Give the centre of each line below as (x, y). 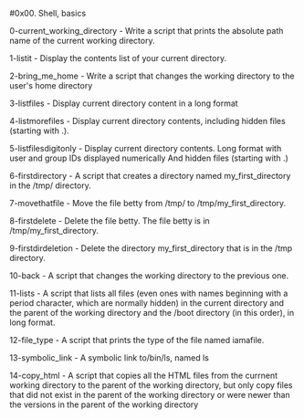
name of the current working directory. (82, 41)
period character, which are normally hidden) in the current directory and (147, 303)
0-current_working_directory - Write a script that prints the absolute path (147, 31)
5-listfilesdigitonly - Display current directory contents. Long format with (146, 148)
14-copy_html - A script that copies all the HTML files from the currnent (144, 375)
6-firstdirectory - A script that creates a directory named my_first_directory (150, 176)
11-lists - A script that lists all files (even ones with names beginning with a (149, 293)
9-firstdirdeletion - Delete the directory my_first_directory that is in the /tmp (151, 248)
